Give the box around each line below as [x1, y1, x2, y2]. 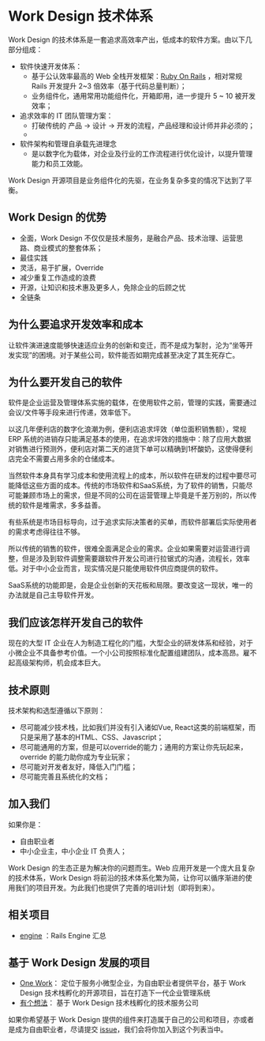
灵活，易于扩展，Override [19, 262, 104, 272]
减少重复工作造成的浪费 [19, 272, 96, 282]
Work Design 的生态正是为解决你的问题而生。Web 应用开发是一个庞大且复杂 [8, 862, 256, 873]
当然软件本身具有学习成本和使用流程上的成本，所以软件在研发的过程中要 [8, 471, 243, 480]
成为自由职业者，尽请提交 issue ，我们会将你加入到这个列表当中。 [14, 1024, 228, 1035]
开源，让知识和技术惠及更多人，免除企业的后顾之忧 [19, 282, 186, 292]
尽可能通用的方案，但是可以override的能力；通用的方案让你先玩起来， [19, 742, 248, 751]
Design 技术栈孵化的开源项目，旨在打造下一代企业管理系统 [19, 988, 211, 998]
